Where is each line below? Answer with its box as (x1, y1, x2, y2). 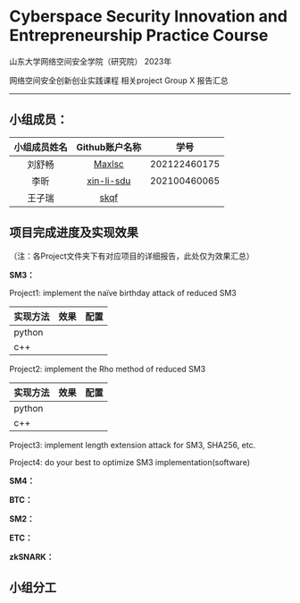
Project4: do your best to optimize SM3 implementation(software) (9, 456, 251, 467)
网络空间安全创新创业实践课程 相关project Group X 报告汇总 (9, 74, 229, 86)
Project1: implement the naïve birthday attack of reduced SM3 (9, 287, 237, 298)
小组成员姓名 (13, 140, 69, 153)
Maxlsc (93, 157, 124, 170)
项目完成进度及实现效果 (9, 225, 138, 241)
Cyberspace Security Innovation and (9, 6, 288, 27)
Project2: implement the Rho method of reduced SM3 (9, 363, 206, 374)
